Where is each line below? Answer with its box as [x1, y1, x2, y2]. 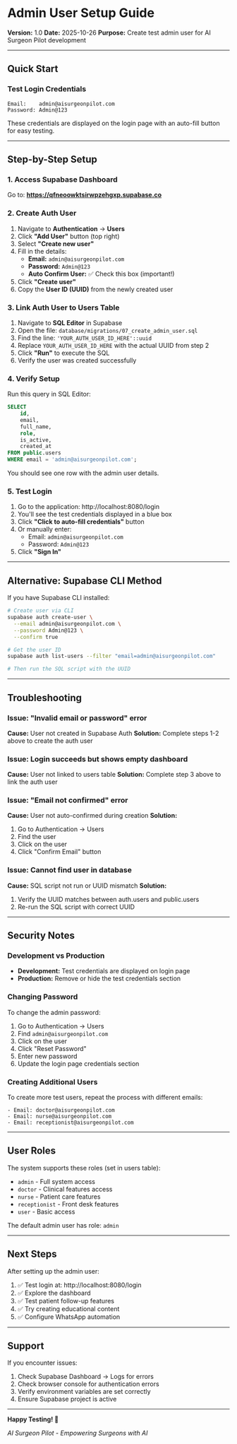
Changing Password [7, 992, 78, 1002]
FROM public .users [7, 450, 61, 457]
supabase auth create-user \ [7, 614, 93, 621]
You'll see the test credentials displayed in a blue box [17, 510, 172, 519]
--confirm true [13, 633, 59, 640]
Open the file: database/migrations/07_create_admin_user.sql [17, 326, 198, 334]
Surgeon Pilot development [7, 35, 87, 44]
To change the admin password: [7, 1008, 101, 1016]
